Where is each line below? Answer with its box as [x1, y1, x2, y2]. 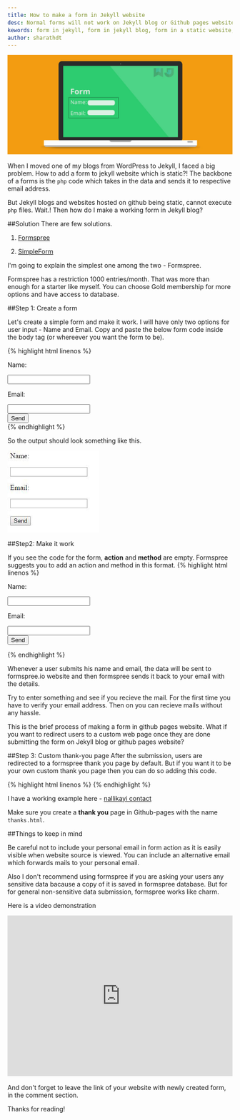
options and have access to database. [7, 290, 119, 298]
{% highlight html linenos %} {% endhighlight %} [7, 780, 151, 789]
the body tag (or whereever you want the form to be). [7, 333, 164, 341]
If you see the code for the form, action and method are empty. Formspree [7, 553, 229, 562]
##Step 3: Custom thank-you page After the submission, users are [7, 751, 203, 760]
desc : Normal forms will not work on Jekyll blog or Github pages [7, 19, 209, 26]
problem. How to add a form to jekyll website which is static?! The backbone [7, 168, 232, 178]
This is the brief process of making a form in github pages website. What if [7, 722, 227, 731]
